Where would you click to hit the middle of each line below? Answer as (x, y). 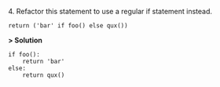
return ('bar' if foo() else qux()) (68, 26)
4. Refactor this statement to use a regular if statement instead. (110, 11)
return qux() (44, 75)
